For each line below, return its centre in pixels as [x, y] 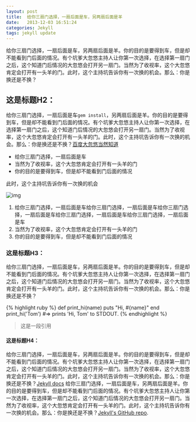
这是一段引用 [36, 326]
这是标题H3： [25, 253]
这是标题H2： [31, 100]
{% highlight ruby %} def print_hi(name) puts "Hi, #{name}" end [83, 308]
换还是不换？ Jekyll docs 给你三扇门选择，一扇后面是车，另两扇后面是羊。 [94, 383]
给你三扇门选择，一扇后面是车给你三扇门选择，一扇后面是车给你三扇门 [99, 207]
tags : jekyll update [31, 33]
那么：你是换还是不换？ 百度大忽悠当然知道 [67, 144]
